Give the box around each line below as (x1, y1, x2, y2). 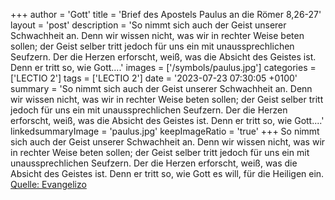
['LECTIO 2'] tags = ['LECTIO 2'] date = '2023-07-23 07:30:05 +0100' (10, 72, 298, 84)
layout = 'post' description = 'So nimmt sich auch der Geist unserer (10, 19, 287, 31)
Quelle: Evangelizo (10, 179, 87, 190)
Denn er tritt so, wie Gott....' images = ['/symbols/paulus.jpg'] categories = (10, 62, 317, 73)
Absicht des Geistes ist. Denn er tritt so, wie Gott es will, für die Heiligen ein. (10, 168, 325, 179)
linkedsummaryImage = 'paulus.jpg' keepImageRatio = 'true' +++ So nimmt (10, 125, 320, 137)
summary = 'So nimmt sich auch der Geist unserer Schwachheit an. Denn (10, 83, 313, 94)
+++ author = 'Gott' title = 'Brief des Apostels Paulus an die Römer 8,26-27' (10, 9, 322, 20)
